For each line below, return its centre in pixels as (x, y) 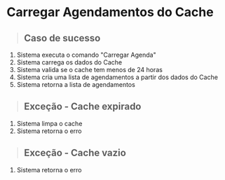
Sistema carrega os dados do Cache (69, 62)
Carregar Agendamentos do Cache (110, 12)
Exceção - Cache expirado (82, 107)
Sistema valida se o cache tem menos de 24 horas (89, 70)
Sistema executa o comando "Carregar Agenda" (86, 55)
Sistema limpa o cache (49, 123)
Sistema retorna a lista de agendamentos (76, 84)
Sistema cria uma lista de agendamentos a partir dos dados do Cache (117, 77)
